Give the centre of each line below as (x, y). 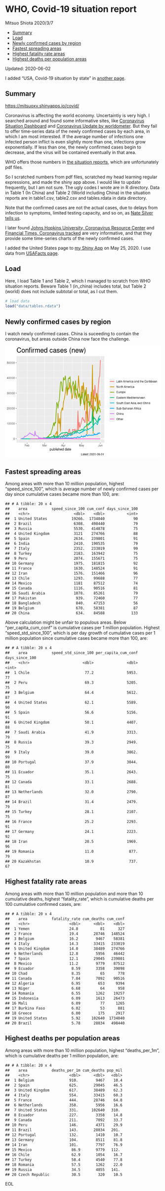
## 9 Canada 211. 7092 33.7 (64, 1120)
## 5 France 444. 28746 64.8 (64, 1100)
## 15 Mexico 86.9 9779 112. (63, 1150)
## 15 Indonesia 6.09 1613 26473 (65, 998)
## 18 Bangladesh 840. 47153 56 (72, 603)
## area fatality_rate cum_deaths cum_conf (65, 919)
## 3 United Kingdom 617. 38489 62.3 (64, 1090)
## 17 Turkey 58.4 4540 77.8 (64, 1160)
